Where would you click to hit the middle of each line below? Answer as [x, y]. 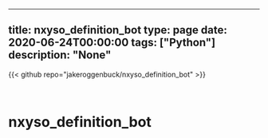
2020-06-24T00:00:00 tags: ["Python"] [112, 43]
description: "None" [60, 55]
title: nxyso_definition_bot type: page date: [118, 30]
